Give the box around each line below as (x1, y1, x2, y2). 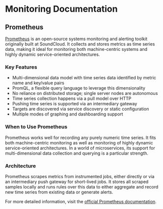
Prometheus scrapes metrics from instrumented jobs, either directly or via (5, 173, 155, 179)
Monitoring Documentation (5, 3, 118, 15)
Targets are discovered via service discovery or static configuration (12, 106, 149, 112)
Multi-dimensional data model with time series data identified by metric (12, 75, 156, 81)
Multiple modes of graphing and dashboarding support (12, 111, 124, 117)
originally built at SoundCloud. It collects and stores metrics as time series (5, 41, 155, 47)
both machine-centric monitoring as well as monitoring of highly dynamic (5, 139, 153, 145)
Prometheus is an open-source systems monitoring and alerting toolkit (5, 36, 148, 42)
